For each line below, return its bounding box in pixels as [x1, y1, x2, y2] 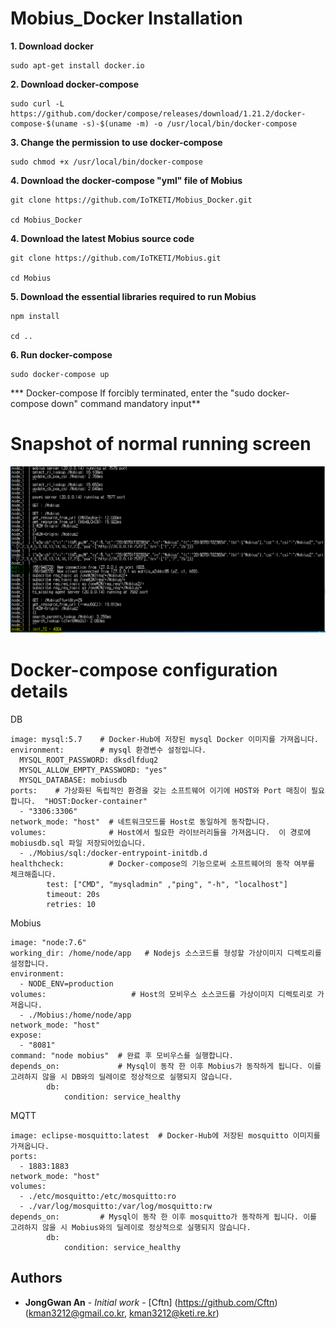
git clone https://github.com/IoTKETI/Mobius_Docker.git [10, 195, 253, 205]
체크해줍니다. [10, 870, 57, 880]
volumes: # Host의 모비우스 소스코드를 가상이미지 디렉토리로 [10, 990, 313, 1000]
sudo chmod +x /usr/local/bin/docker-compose [10, 157, 203, 167]
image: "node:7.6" [10, 938, 87, 948]
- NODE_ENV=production [19, 979, 114, 989]
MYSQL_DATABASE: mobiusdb [19, 775, 128, 786]
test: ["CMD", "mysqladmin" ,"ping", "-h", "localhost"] [46, 880, 288, 890]
